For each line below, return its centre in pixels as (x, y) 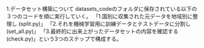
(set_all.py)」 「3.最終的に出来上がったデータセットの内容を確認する (92, 31)
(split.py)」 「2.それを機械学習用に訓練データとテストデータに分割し (104, 24)
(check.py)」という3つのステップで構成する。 (64, 39)
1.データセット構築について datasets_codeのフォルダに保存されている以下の (102, 9)
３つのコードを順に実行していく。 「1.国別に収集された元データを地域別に (100, 16)
